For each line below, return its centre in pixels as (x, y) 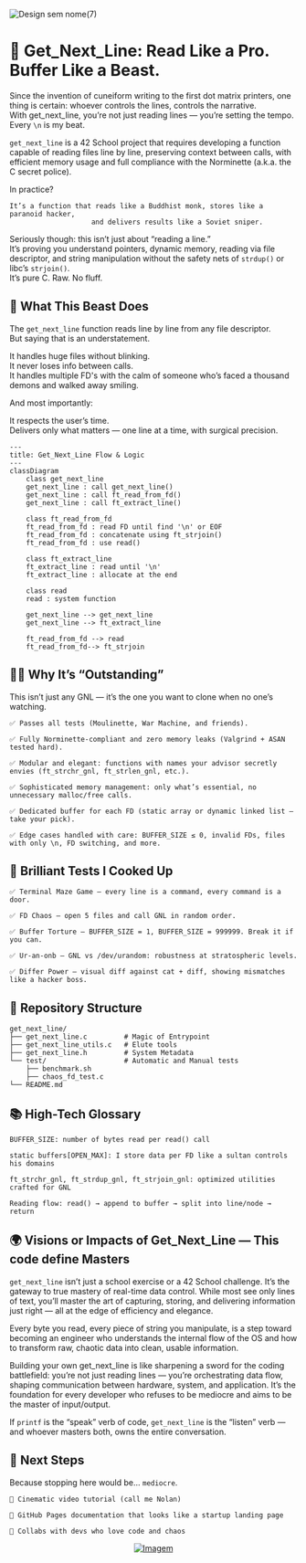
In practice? (32, 189)
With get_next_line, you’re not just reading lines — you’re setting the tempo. (152, 115)
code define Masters (70, 1259)
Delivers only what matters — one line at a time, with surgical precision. (144, 430)
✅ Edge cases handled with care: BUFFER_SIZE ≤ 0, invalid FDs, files (148, 835)
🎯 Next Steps (47, 1460)
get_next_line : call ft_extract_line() (104, 502)
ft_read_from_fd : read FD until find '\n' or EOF (124, 527)
